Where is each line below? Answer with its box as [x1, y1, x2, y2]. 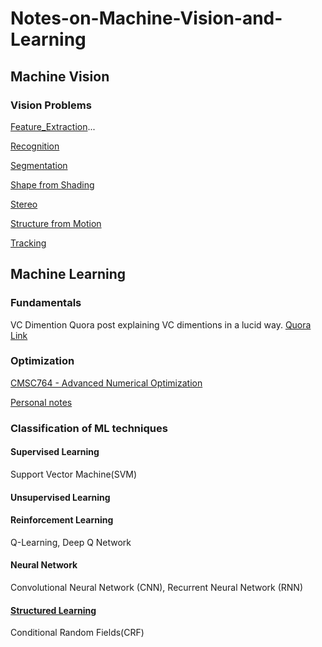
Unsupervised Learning [10, 491, 111, 503]
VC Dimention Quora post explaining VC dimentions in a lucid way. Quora [10, 318, 312, 331]
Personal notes [10, 396, 73, 408]
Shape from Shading [10, 178, 95, 191]
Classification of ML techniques [10, 421, 168, 435]
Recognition [10, 140, 60, 152]
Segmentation [10, 159, 68, 171]
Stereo [10, 198, 38, 210]
